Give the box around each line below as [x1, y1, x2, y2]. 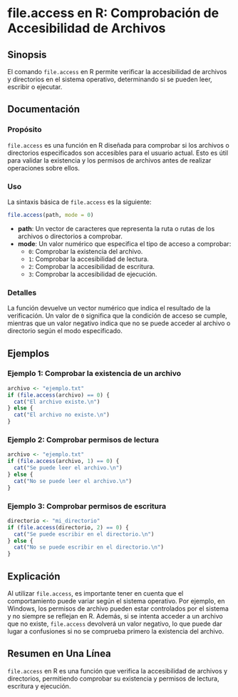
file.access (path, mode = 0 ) [7, 211, 94, 218]
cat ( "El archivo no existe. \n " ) [14, 412, 110, 419]
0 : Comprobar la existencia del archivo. [28, 247, 143, 255]
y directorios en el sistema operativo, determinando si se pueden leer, [7, 75, 212, 83]
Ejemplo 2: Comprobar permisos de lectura [7, 435, 159, 445]
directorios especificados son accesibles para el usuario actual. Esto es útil [7, 148, 229, 157]
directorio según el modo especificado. [7, 327, 123, 335]
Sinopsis [7, 49, 47, 61]
